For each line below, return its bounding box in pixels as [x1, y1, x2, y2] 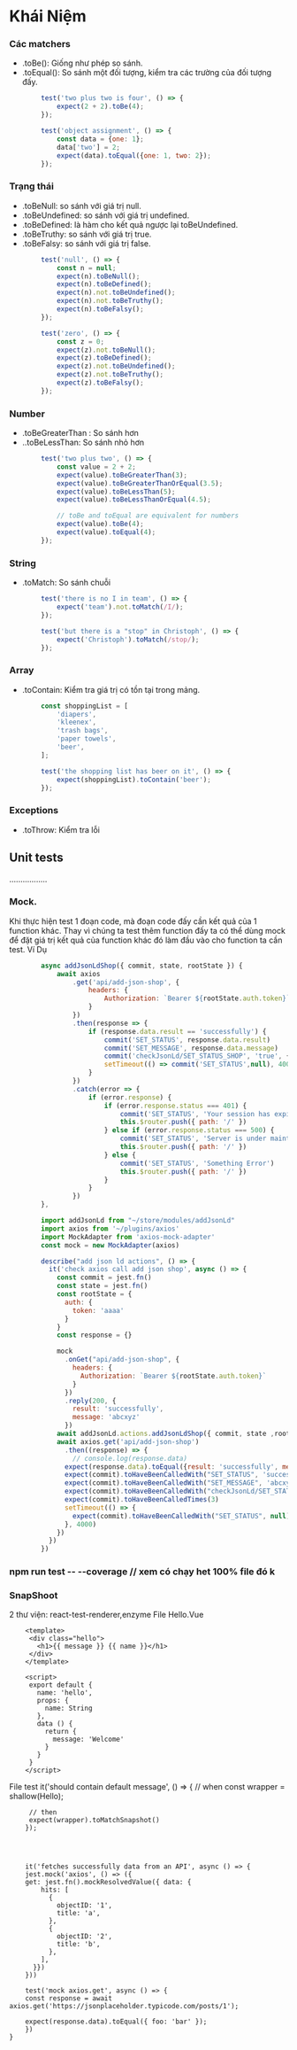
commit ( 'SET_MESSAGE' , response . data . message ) [103, 1044, 278, 1052]
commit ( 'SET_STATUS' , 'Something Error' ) [119, 1159, 275, 1168]
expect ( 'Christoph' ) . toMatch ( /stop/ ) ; [56, 635, 200, 644]
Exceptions [9, 804, 59, 817]
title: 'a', [56, 1909, 101, 1918]
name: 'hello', [36, 1689, 93, 1697]
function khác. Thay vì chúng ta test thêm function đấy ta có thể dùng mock [9, 925, 286, 936]
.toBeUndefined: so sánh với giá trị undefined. [21, 210, 190, 221]
